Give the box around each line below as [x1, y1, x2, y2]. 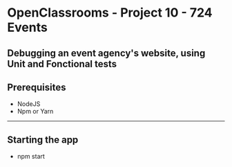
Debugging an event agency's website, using [7, 47, 206, 59]
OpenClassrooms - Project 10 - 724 [7, 5, 213, 21]
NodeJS [17, 100, 41, 108]
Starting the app [7, 134, 79, 146]
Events [7, 19, 48, 35]
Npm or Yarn [17, 107, 54, 116]
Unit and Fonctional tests [7, 58, 117, 70]
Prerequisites [7, 81, 66, 93]
